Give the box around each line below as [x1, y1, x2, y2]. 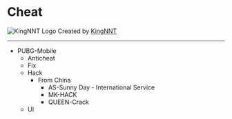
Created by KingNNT [57, 27, 117, 35]
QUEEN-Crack [48, 98, 90, 106]
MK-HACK [48, 90, 77, 98]
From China [37, 76, 71, 84]
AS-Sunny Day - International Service [48, 83, 155, 91]
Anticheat [27, 54, 55, 62]
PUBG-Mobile [17, 46, 57, 55]
